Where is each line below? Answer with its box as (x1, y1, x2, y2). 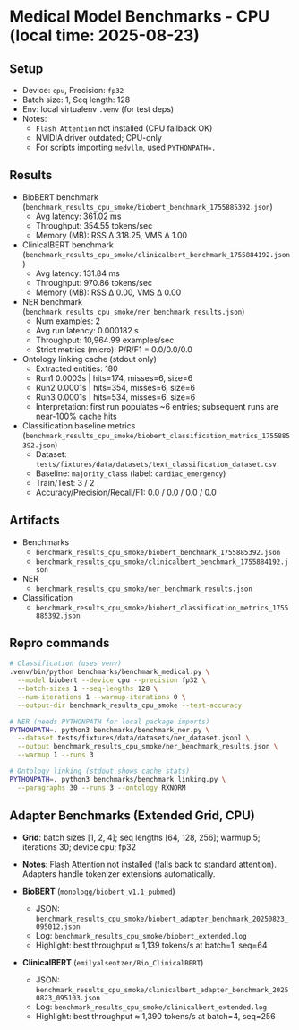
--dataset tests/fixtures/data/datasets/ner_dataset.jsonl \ (17, 733, 251, 743)
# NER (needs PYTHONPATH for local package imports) (9, 717, 210, 726)
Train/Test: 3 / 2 (35, 477, 95, 488)
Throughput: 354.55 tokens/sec (35, 220, 153, 230)
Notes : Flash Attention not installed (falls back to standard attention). (21, 859, 278, 870)
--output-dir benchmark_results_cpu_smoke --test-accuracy (17, 701, 243, 710)
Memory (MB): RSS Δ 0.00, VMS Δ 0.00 (35, 287, 182, 298)
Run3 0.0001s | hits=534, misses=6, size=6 (35, 392, 196, 402)
